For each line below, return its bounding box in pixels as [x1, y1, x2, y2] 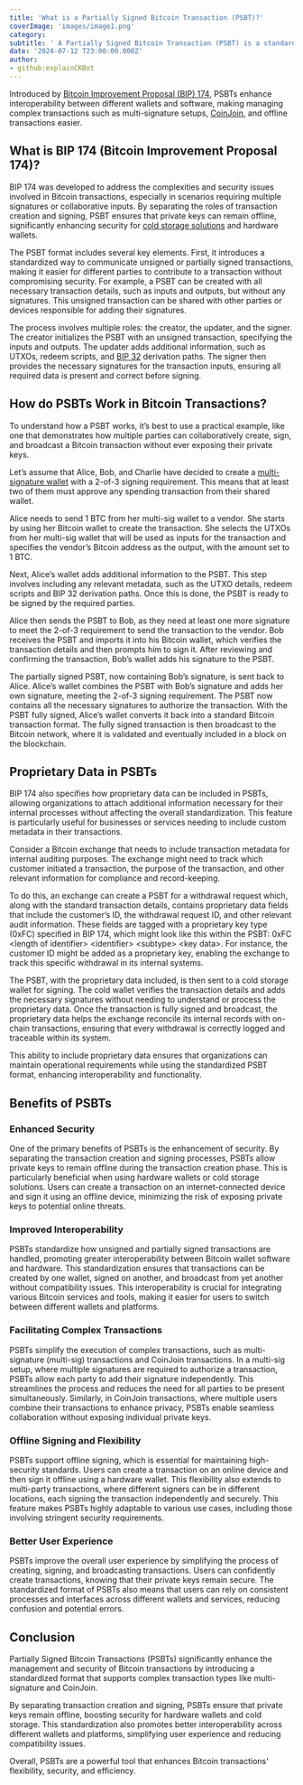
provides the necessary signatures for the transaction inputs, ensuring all [9, 360, 281, 371]
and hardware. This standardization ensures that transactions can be [9, 1263, 265, 1274]
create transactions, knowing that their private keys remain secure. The [9, 1575, 274, 1585]
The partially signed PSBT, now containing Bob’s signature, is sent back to [9, 670, 285, 682]
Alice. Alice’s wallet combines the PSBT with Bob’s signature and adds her [9, 680, 284, 691]
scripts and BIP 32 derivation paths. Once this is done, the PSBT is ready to [9, 588, 289, 599]
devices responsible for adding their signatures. [9, 304, 188, 315]
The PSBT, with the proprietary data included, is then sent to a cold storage [9, 975, 289, 986]
